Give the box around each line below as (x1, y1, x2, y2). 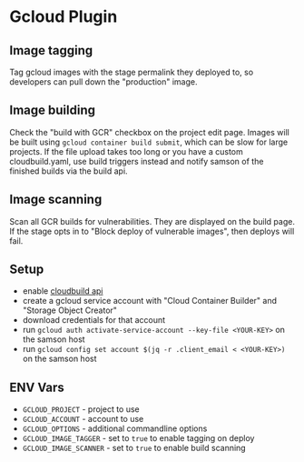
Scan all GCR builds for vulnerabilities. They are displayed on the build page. (9, 216, 295, 226)
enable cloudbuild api (22, 286, 103, 296)
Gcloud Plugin (9, 6, 118, 27)
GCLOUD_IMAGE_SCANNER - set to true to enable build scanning (22, 443, 247, 454)
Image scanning (9, 192, 103, 207)
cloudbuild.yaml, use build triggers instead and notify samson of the (9, 156, 264, 166)
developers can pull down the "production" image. (9, 76, 198, 87)
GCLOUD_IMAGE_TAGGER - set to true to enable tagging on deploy (22, 433, 255, 444)
